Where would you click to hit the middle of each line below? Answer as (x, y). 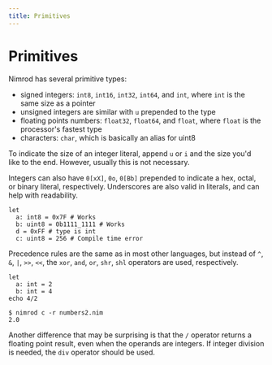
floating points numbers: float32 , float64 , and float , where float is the (140, 120)
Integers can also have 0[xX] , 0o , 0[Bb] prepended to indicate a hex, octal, (132, 178)
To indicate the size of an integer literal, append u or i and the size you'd (130, 153)
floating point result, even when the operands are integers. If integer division (136, 343)
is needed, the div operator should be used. (82, 352)
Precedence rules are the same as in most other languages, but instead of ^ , (136, 254)
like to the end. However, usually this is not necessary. (99, 162)
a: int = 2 (34, 284)
